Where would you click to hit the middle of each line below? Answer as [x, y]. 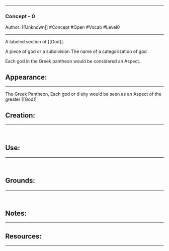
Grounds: [20, 181]
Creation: [20, 115]
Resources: [23, 236]
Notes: [16, 213]
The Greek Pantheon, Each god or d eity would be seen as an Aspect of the [83, 94]
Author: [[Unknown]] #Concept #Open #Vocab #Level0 [63, 27]
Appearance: [26, 77]
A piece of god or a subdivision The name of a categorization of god [76, 51]
